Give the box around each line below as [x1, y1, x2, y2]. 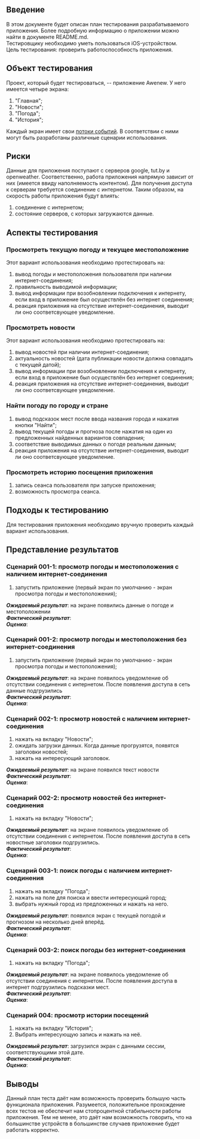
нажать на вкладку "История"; [14, 1024, 94, 1032]
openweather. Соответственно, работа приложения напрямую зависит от [6, 173, 194, 181]
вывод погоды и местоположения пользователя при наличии [14, 271, 172, 278]
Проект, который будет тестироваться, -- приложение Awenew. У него [6, 79, 186, 86]
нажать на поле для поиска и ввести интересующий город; [14, 894, 167, 901]
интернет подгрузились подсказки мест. [6, 984, 110, 990]
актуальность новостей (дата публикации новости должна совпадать [14, 355, 193, 362]
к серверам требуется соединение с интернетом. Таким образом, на [6, 186, 184, 193]
